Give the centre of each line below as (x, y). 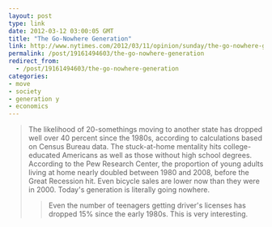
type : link (27, 24)
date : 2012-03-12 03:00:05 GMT (61, 31)
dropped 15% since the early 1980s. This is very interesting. (148, 214)
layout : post (30, 16)
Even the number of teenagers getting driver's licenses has (147, 206)
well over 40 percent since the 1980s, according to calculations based (145, 138)
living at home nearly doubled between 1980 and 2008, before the (138, 173)
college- (237, 147)
